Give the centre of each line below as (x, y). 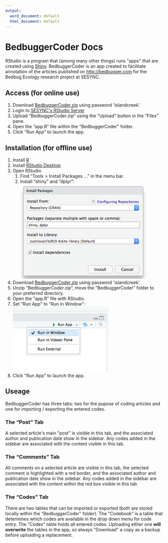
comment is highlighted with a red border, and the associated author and (80, 473)
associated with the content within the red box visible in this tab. (72, 484)
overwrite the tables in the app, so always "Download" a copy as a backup (83, 529)
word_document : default (34, 16)
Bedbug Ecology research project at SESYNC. (53, 77)
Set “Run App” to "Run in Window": (49, 304)
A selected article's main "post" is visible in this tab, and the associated (79, 433)
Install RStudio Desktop (37, 165)
